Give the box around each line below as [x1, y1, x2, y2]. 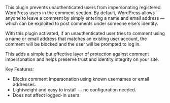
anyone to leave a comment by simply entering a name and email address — [5, 15, 165, 21]
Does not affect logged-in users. [12, 92, 81, 98]
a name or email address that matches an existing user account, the [5, 36, 147, 42]
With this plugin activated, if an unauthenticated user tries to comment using [5, 30, 165, 36]
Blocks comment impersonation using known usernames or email [12, 76, 150, 82]
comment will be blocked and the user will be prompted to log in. [5, 41, 141, 47]
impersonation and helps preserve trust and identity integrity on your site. [5, 56, 159, 62]
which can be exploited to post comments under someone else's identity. [5, 20, 158, 26]
